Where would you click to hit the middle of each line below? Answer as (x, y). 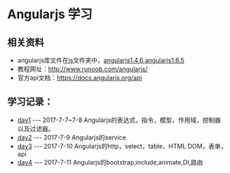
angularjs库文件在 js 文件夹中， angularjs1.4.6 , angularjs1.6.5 (101, 60)
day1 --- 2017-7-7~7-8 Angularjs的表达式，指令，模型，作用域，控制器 (119, 120)
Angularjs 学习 (50, 14)
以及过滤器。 (36, 128)
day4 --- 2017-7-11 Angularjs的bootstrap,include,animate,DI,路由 (110, 162)
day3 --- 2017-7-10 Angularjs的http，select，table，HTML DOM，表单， (122, 146)
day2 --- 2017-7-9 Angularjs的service (72, 137)
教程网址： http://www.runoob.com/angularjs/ (82, 69)
